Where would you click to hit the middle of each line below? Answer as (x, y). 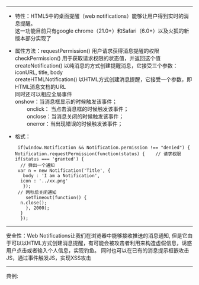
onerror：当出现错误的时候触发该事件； (75, 124)
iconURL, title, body (39, 72)
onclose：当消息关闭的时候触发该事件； (75, 116)
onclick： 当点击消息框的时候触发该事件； (78, 109)
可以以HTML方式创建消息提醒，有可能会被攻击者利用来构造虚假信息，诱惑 (102, 243)
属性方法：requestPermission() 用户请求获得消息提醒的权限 (87, 51)
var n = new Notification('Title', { (64, 171)
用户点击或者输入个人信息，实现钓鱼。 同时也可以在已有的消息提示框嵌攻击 (98, 250)
